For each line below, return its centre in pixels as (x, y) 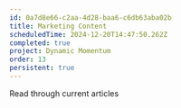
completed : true (40, 43)
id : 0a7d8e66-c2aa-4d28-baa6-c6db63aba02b (90, 18)
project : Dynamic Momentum (60, 51)
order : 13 (28, 59)
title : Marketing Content (58, 26)
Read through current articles (64, 93)
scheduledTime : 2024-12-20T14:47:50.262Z (89, 34)
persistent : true (42, 68)
